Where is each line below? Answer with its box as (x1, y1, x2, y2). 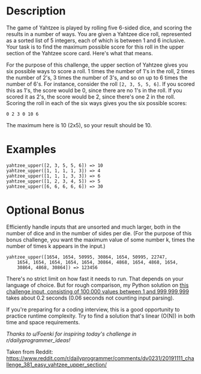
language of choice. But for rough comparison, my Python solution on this (6, 281, 189, 289)
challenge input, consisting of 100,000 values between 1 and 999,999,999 (6, 288, 189, 295)
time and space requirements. (6, 318, 80, 325)
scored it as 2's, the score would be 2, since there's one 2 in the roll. (6, 93, 176, 100)
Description (6, 4, 66, 18)
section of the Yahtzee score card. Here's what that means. (6, 49, 153, 56)
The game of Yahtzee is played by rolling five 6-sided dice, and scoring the (6, 24, 192, 31)
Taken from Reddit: (6, 348, 53, 355)
